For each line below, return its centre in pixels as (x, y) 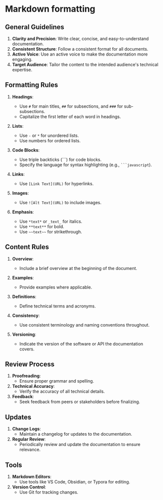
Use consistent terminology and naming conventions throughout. (84, 325)
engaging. (22, 59)
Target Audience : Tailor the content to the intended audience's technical (85, 65)
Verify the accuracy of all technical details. (62, 391)
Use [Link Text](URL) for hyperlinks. (56, 183)
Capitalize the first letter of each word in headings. (70, 116)
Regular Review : (29, 439)
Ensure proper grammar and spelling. (57, 381)
